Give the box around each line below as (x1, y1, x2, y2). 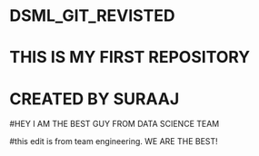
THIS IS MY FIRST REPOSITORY (9, 47, 251, 68)
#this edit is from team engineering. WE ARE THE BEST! (9, 136, 218, 147)
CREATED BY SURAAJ (9, 88, 180, 109)
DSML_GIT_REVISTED (9, 5, 175, 26)
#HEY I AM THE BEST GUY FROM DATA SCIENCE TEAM (9, 119, 220, 130)
